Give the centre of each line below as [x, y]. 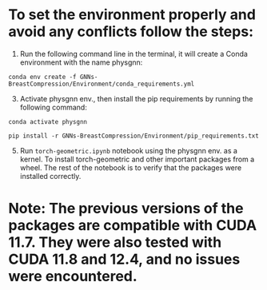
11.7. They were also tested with [115, 242]
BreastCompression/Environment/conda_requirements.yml [102, 84]
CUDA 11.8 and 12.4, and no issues [124, 259]
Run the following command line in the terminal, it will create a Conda [133, 54]
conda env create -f [43, 77]
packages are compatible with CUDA [133, 226]
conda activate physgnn [48, 121]
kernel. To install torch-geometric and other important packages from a [137, 159]
